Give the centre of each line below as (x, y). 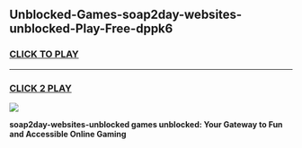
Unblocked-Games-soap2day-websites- (126, 15)
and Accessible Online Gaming (68, 134)
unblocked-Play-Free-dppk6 (91, 29)
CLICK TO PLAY (44, 55)
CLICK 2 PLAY (40, 88)
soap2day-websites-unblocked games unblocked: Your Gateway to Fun (146, 124)
